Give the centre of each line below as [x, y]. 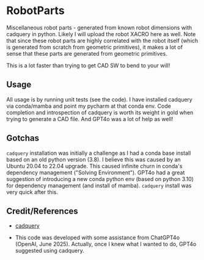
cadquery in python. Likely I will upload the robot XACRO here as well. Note [101, 34]
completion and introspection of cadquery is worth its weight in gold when [100, 112]
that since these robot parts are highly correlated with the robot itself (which [102, 40]
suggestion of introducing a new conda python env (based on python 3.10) [100, 179]
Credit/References [42, 211]
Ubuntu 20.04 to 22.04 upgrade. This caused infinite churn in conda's [94, 166]
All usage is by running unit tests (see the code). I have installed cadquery [99, 99]
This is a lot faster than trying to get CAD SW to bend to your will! [88, 65]
